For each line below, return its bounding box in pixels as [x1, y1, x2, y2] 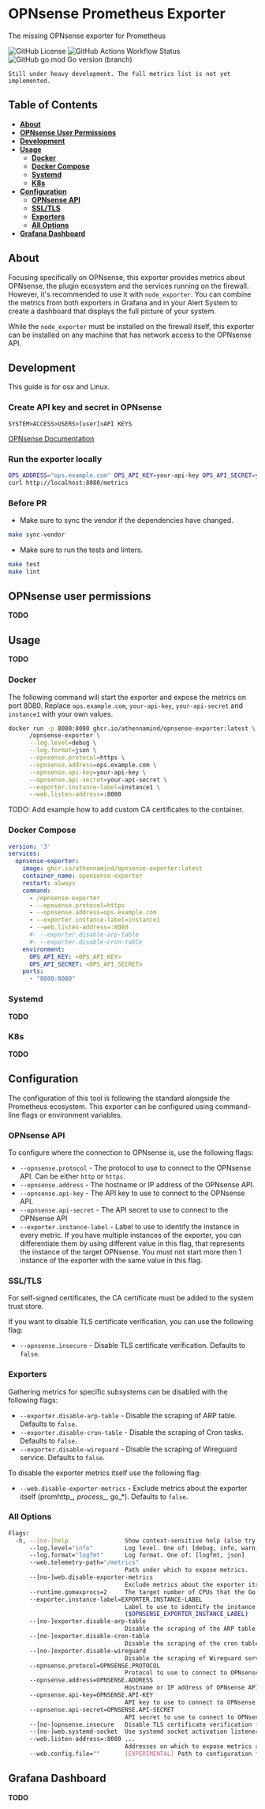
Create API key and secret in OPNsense [8, 402, 162, 413]
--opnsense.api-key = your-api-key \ [28, 768, 147, 776]
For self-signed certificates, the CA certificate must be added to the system [8, 1293, 254, 1303]
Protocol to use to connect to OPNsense [125, 1669, 259, 1677]
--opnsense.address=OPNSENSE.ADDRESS [28, 1676, 154, 1685]
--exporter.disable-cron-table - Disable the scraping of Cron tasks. [19, 1427, 244, 1436]
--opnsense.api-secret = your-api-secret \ [28, 776, 168, 784]
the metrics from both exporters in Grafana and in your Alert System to [8, 297, 238, 307]
